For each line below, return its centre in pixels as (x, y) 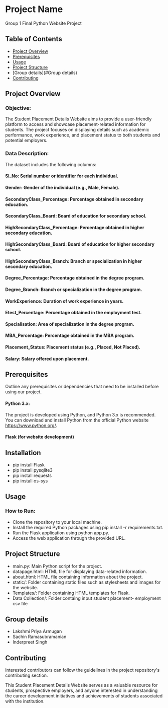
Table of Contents (34, 39)
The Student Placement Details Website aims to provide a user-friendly (78, 119)
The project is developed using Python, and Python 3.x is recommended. (80, 414)
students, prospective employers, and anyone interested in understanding (81, 690)
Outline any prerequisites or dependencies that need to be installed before (82, 387)
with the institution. (25, 701)
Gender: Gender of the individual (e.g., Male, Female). (62, 187)
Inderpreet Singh (30, 642)
